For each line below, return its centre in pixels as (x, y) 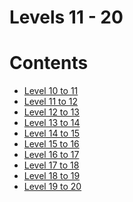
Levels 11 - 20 (66, 17)
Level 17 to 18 (51, 165)
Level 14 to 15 (52, 133)
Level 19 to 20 (52, 187)
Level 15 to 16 (51, 144)
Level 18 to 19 (52, 176)
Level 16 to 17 (51, 155)
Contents (49, 63)
